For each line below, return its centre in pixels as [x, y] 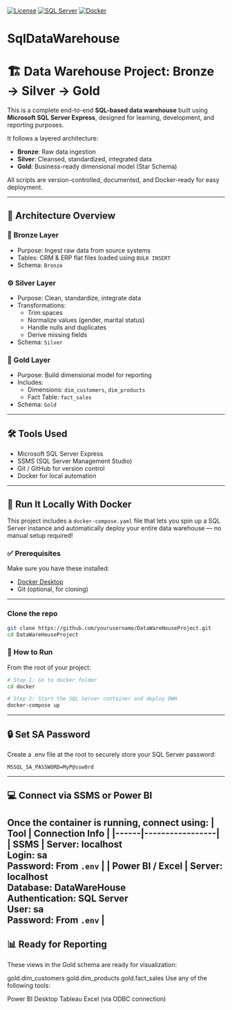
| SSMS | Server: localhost [65, 844]
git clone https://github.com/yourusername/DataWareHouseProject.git [109, 628]
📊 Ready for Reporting [57, 945]
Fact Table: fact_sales [59, 397]
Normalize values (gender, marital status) [86, 320]
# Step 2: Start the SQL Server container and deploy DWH [92, 699]
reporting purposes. [36, 125]
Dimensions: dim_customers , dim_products [86, 390]
